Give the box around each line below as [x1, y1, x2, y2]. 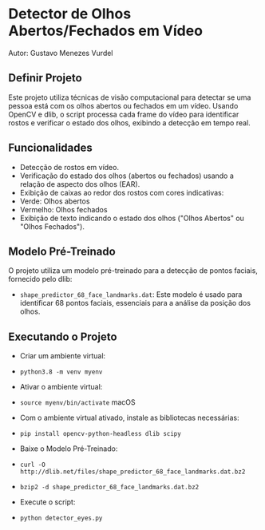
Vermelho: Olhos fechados [19, 204, 108, 214]
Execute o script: [19, 497, 76, 507]
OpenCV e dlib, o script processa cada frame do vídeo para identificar [8, 109, 239, 119]
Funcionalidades [8, 141, 93, 155]
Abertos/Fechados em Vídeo [8, 22, 204, 40]
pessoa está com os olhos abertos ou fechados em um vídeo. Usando [8, 101, 239, 110]
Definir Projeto [8, 71, 82, 85]
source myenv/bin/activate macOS [19, 397, 136, 407]
